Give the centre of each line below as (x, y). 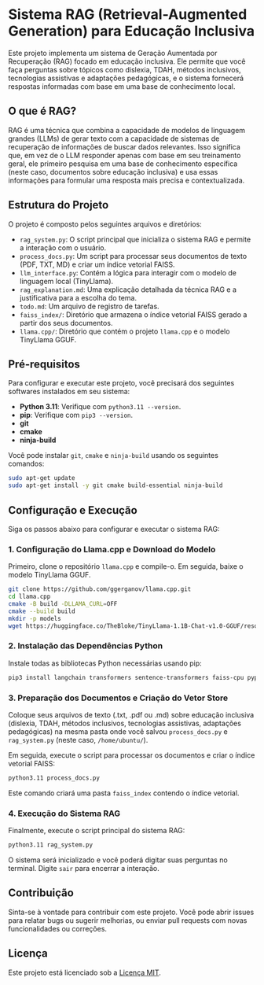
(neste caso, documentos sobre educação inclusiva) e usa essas (113, 172)
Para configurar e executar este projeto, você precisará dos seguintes (121, 383)
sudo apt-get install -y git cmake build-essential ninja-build (115, 485)
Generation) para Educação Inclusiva (132, 31)
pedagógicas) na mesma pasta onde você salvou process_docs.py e (118, 731)
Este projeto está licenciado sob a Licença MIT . (84, 972)
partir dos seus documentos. (66, 323)
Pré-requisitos (44, 364)
